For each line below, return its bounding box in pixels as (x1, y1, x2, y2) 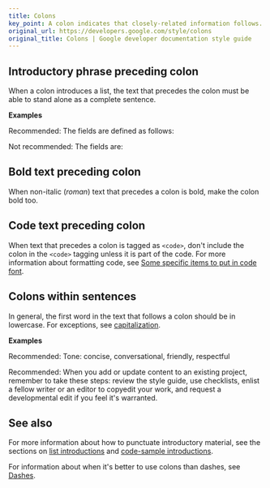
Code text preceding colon (8, 219, 146, 233)
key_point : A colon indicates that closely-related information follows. (8, 19, 264, 28)
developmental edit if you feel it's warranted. (8, 392, 158, 402)
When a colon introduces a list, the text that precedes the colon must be (8, 86, 250, 96)
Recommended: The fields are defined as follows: (8, 126, 174, 136)
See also (8, 416, 53, 430)
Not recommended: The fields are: (8, 142, 123, 152)
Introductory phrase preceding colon (8, 64, 199, 78)
